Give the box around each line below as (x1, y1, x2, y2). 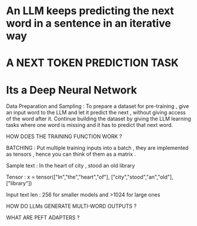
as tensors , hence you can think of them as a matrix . (6, 150, 136, 158)
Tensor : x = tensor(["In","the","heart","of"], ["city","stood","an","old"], (6, 173, 173, 181)
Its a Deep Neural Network (6, 83, 137, 97)
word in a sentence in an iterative (6, 17, 172, 30)
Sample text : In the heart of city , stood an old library (6, 162, 135, 169)
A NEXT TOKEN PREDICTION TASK (6, 56, 179, 70)
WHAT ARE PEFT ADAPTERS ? (6, 214, 80, 221)
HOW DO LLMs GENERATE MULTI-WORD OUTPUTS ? (6, 202, 137, 210)
